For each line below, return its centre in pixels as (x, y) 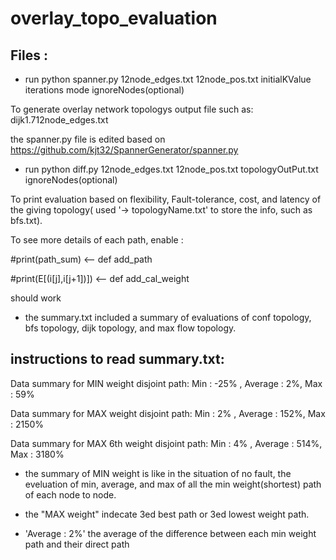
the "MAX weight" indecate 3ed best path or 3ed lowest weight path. (167, 514)
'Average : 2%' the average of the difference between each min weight (170, 533)
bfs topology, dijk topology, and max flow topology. (130, 328)
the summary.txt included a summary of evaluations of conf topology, (168, 317)
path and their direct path (77, 544)
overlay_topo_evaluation (114, 18)
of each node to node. (70, 494)
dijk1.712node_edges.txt (59, 120)
